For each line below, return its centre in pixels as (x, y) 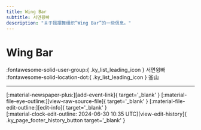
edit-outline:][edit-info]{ (36, 108)
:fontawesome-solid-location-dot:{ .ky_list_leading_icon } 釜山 (83, 77)
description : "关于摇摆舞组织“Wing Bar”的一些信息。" (69, 23)
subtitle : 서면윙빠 (28, 17)
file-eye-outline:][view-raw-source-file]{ (56, 101)
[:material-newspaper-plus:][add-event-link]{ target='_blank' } (83, 95)
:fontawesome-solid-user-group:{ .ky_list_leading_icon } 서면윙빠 (86, 70)
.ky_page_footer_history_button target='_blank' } (66, 120)
